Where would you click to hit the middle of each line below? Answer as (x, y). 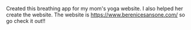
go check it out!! (26, 21)
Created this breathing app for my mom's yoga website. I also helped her (95, 9)
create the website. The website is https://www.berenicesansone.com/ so (96, 15)
